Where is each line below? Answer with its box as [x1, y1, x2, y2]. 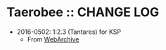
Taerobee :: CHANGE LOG [6, 4, 160, 20]
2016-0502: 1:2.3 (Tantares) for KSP [16, 27, 121, 36]
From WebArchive [27, 35, 79, 43]
